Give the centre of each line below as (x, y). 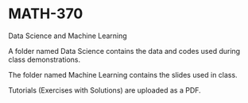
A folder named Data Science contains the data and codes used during (124, 51)
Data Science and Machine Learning (68, 36)
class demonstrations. (45, 59)
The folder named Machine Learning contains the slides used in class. (123, 74)
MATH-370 (46, 14)
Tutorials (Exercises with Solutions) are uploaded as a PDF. (105, 90)
